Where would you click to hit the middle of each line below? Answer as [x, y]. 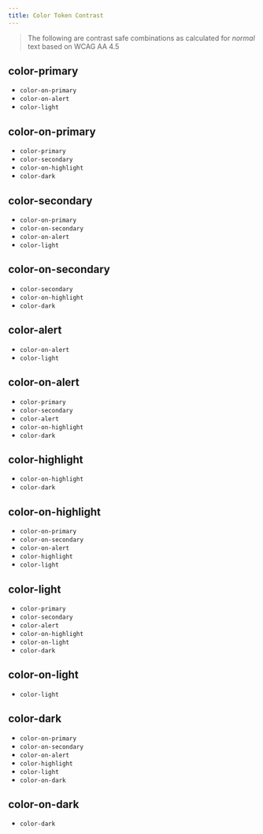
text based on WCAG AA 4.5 [73, 46]
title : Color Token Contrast [56, 15]
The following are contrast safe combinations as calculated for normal [141, 38]
